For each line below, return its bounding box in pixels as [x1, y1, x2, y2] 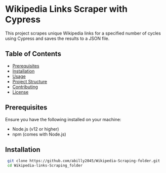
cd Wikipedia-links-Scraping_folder [7, 163, 83, 168]
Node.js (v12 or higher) [12, 126, 59, 132]
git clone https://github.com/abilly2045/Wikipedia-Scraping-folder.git [7, 159, 161, 164]
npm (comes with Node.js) [12, 131, 67, 137]
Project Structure [12, 78, 47, 84]
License [12, 89, 29, 95]
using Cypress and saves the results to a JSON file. [5, 35, 110, 41]
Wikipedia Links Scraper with [5, 3, 127, 15]
